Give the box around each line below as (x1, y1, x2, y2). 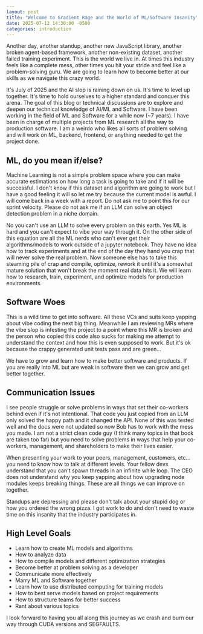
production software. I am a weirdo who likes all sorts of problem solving (6, 125, 187, 132)
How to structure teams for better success (14, 596, 121, 603)
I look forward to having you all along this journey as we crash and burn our (6, 614, 195, 621)
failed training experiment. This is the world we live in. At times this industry (6, 55, 195, 62)
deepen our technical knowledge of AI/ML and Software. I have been (6, 105, 178, 113)
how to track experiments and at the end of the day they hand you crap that (6, 248, 195, 255)
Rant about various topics (14, 602, 79, 609)
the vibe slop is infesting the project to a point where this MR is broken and (6, 326, 193, 333)
